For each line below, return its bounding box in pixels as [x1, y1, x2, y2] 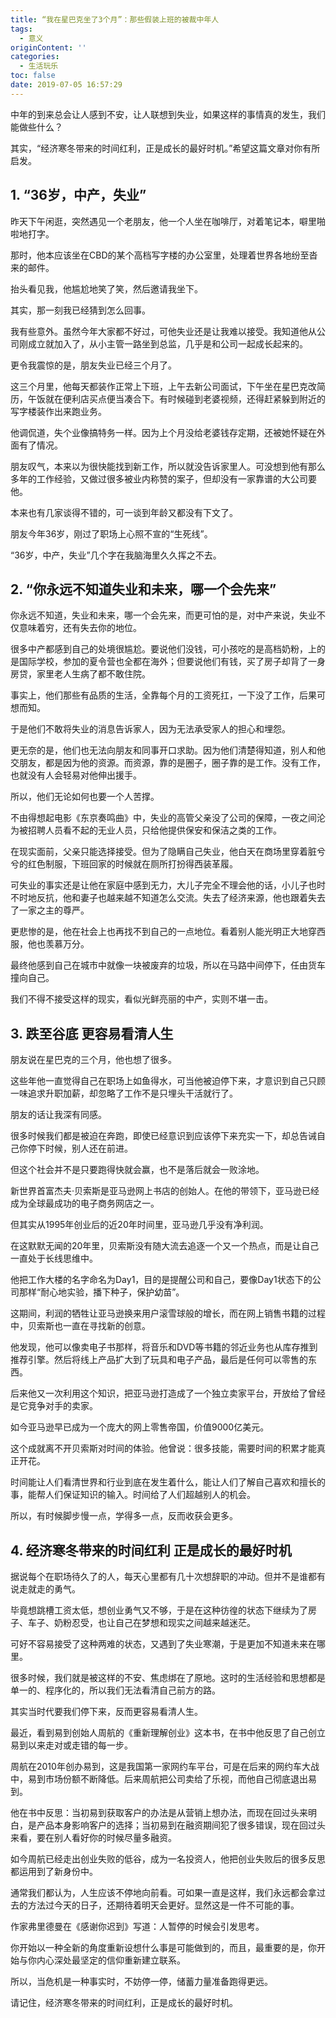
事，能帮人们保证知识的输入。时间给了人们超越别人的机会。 [10, 1489, 256, 1501]
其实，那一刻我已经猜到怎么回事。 [10, 304, 151, 316]
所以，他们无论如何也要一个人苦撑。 [10, 791, 160, 803]
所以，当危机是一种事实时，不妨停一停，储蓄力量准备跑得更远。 [10, 1976, 273, 1987]
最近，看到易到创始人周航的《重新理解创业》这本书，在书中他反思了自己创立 [10, 1727, 326, 1738]
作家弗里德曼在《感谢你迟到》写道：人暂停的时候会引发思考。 [10, 1921, 265, 1932]
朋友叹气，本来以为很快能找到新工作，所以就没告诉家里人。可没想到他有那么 [10, 460, 326, 472]
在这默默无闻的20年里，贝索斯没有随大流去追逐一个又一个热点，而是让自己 [10, 1240, 320, 1252]
